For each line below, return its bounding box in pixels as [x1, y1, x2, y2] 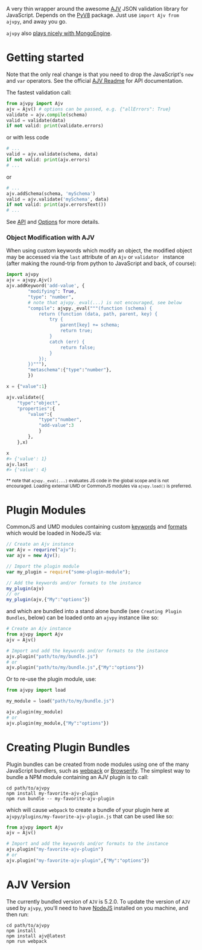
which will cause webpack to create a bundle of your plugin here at [6, 806, 169, 814]
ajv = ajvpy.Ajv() [6, 277, 52, 283]
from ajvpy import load [6, 687, 66, 693]
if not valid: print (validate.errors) [6, 123, 104, 129]
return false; [60, 344, 96, 351]
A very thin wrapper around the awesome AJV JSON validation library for [6, 5, 188, 12]
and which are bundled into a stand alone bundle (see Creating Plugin [6, 608, 182, 615]
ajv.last [6, 461, 28, 467]
